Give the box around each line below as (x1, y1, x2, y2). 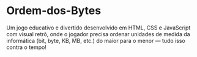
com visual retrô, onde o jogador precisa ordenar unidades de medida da (6, 30, 191, 37)
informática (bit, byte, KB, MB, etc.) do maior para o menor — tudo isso (6, 37, 185, 44)
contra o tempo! (6, 44, 47, 51)
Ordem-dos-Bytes (6, 4, 102, 18)
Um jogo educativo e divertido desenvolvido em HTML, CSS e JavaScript (6, 24, 191, 31)
